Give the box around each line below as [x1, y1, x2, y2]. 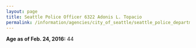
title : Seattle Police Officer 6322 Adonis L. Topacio [6, 14, 142, 20]
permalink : [6, 19, 33, 25]
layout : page [6, 8, 38, 15]
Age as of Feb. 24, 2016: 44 [6, 36, 74, 43]
